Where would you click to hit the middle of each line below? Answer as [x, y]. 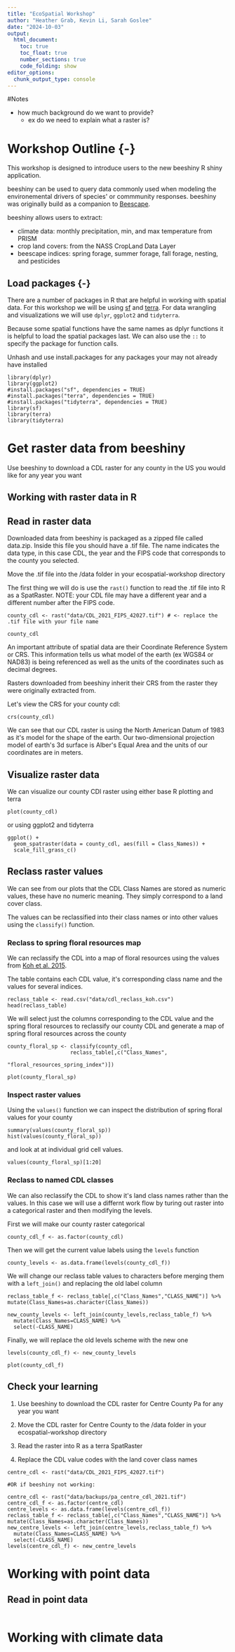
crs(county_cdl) [31, 717]
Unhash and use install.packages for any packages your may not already [113, 357]
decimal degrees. [32, 670]
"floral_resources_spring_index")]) [61, 1065]
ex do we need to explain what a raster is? [89, 120]
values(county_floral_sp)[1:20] [54, 1163]
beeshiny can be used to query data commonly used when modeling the [112, 189]
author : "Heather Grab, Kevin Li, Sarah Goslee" [80, 20]
